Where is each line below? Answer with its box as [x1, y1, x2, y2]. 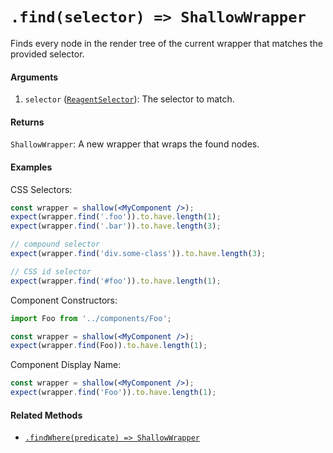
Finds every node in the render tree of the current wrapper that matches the [10, 37, 323, 49]
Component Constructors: [10, 294, 118, 306]
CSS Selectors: [10, 183, 73, 195]
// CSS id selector [10, 266, 92, 277]
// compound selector [10, 239, 101, 250]
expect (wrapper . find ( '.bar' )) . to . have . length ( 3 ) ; [10, 221, 222, 232]
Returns [10, 116, 45, 128]
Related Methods [10, 409, 83, 421]
